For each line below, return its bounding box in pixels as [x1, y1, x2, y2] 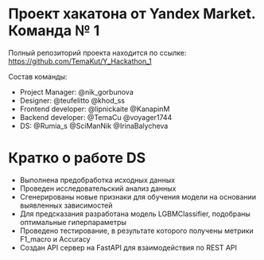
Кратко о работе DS [8, 149, 146, 167]
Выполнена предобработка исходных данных [19, 175, 176, 184]
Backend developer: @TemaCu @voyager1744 [19, 112, 173, 122]
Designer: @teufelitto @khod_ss [19, 95, 126, 105]
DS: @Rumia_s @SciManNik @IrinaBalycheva [19, 121, 169, 130]
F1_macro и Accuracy [19, 234, 91, 243]
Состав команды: [8, 72, 68, 81]
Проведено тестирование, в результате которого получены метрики [19, 226, 254, 235]
